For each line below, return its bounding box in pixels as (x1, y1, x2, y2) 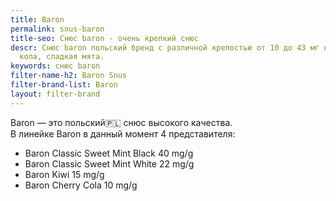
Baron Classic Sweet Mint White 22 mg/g (24, 157, 195, 170)
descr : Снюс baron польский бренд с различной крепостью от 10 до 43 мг (10, 42, 320, 53)
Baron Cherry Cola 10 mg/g (24, 179, 138, 191)
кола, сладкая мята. (19, 52, 105, 62)
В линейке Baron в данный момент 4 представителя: (10, 127, 236, 140)
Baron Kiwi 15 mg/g (24, 168, 105, 180)
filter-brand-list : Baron (10, 80, 118, 90)
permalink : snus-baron (10, 24, 105, 34)
